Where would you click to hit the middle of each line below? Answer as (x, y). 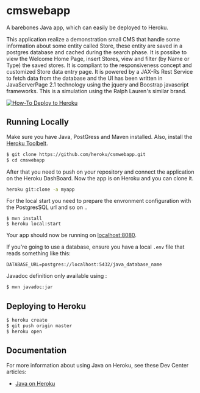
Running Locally (37, 122)
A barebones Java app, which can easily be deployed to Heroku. (87, 27)
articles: (16, 372)
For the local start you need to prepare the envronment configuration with (99, 201)
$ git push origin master (39, 326)
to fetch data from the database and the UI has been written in (84, 78)
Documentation (37, 351)
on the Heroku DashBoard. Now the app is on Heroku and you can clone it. (100, 178)
